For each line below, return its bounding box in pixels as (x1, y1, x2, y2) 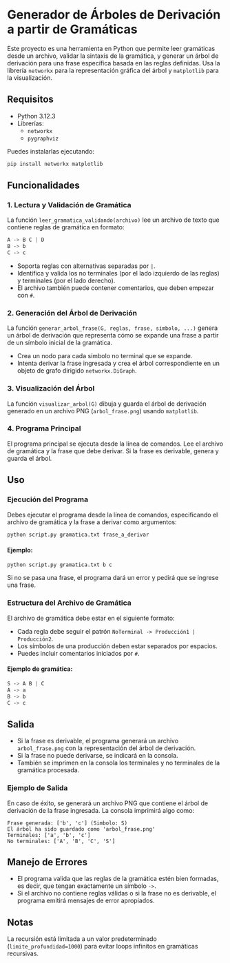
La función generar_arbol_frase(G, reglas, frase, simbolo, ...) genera (7, 324, 218, 332)
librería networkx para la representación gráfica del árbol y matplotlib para (7, 66, 219, 74)
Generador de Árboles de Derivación (7, 7, 221, 23)
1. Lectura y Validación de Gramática (7, 200, 132, 209)
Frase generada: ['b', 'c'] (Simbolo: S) (7, 820, 128, 827)
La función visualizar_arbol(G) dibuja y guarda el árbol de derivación (7, 400, 207, 408)
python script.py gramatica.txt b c (7, 561, 112, 568)
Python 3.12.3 (17, 112, 56, 120)
